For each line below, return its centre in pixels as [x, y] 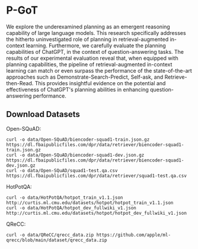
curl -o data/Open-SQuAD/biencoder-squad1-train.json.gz [78, 140]
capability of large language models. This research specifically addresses [96, 33]
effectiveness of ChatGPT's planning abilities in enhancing [78, 89]
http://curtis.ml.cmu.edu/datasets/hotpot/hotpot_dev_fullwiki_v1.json [96, 213]
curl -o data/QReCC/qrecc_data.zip [50, 235]
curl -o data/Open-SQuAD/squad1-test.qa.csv [62, 170]
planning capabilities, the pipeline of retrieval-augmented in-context [89, 64]
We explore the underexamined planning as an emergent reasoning [88, 27]
